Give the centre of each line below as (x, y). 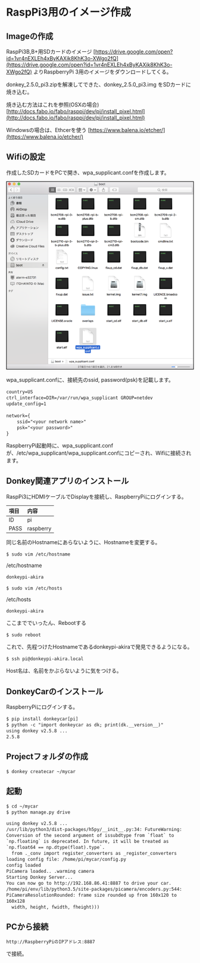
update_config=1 (26, 404)
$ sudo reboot (24, 635)
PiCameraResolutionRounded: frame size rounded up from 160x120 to (92, 895)
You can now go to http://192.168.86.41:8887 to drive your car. (89, 883)
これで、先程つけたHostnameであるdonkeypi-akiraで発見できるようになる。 (99, 647)
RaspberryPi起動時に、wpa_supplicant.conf (60, 445)
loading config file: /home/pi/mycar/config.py (66, 859)
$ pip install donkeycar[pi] (42, 719)
